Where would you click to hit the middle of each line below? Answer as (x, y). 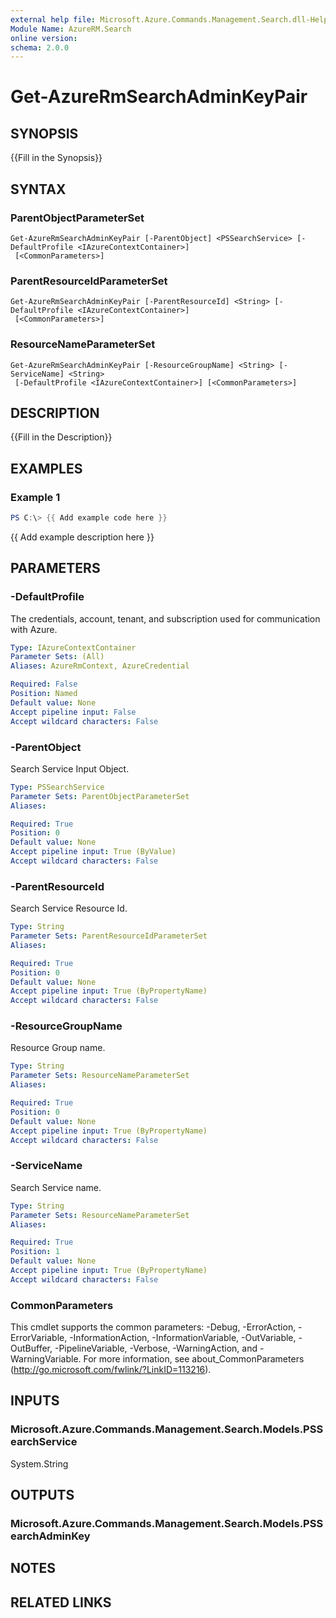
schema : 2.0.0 (40, 47)
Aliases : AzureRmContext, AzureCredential (100, 666)
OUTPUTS (42, 1495)
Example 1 (35, 497)
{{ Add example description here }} (82, 537)
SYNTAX (38, 189)
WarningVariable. (46, 1359)
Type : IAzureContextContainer (73, 647)
